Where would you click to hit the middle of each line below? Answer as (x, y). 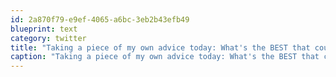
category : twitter (48, 38)
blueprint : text (44, 29)
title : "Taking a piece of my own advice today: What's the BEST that (160, 47)
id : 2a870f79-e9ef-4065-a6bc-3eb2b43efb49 (100, 19)
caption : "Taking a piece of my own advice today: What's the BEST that (165, 57)
